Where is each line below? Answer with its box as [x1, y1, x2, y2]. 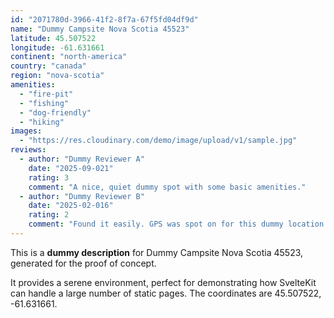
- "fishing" [19, 98, 70, 108]
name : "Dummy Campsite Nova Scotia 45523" [10, 24, 190, 34]
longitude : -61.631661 [10, 42, 105, 53]
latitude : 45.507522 [10, 33, 97, 43]
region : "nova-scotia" [10, 71, 105, 81]
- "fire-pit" [19, 89, 74, 99]
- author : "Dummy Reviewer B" [19, 191, 145, 201]
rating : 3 [28, 172, 70, 183]
